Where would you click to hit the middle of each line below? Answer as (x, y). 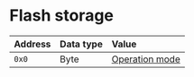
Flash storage (62, 16)
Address (32, 44)
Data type (82, 44)
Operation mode (146, 59)
